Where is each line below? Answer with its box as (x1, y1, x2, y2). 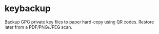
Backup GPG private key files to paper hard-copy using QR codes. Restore (4, 19, 154, 25)
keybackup (4, 3, 51, 14)
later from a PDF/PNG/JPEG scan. (4, 24, 73, 30)
